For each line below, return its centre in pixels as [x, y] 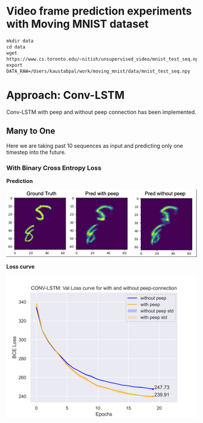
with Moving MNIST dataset [78, 24]
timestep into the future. [36, 152]
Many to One [31, 131]
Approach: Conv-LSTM [66, 95]
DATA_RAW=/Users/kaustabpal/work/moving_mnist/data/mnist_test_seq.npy [98, 71]
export [14, 65]
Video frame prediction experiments [99, 11]
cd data [16, 47]
